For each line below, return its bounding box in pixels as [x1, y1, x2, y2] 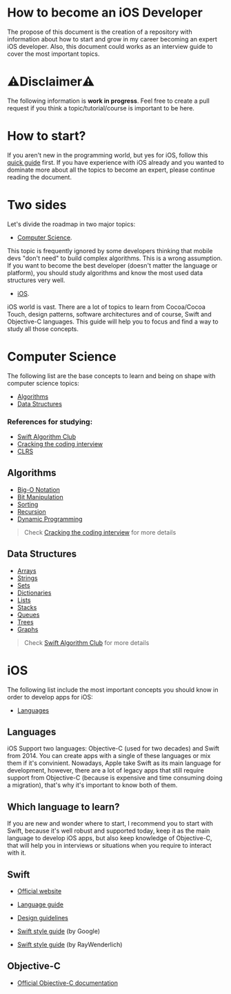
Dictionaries [17, 588, 52, 597]
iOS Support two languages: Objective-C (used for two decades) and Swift [7, 744, 219, 753]
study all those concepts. [7, 324, 79, 332]
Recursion [17, 507, 46, 515]
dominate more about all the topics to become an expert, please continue [7, 166, 215, 174]
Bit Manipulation [17, 493, 63, 501]
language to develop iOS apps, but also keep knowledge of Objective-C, [7, 834, 212, 842]
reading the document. [7, 172, 72, 181]
